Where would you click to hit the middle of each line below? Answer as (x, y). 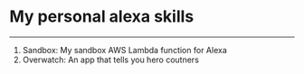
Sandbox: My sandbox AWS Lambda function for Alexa (125, 50)
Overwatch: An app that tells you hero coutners (110, 60)
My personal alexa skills (102, 17)
